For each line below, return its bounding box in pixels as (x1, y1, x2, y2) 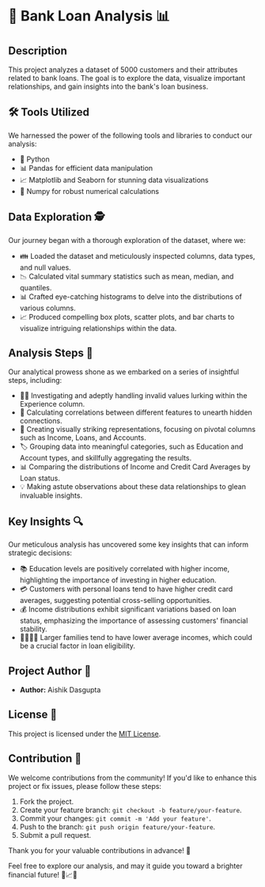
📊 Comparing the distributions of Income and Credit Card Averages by (19, 462, 251, 472)
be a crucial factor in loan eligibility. (19, 641, 136, 650)
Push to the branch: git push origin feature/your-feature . (19, 821, 216, 832)
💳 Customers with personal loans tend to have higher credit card (19, 584, 233, 594)
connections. (19, 416, 62, 426)
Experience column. (19, 400, 85, 409)
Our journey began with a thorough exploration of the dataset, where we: (8, 235, 246, 244)
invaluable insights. (19, 491, 83, 500)
